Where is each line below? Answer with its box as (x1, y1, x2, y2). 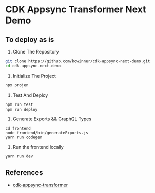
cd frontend (5, 126, 31, 131)
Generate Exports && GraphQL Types (12, 116, 91, 122)
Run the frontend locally (12, 144, 64, 150)
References (5, 168, 43, 177)
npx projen (5, 82, 29, 88)
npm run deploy (5, 107, 38, 112)
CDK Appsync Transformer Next (5, 4, 146, 15)
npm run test (5, 102, 33, 107)
